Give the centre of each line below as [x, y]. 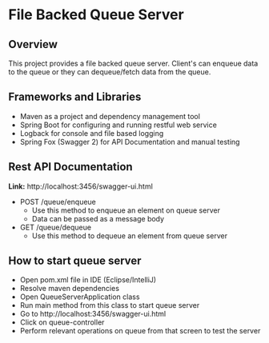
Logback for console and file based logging [92, 133]
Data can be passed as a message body [98, 218]
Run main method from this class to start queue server [110, 305]
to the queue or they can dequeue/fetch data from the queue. [110, 72]
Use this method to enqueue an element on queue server [126, 210]
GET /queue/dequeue [56, 227]
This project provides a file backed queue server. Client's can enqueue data [133, 63]
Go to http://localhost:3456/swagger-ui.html [93, 314]
